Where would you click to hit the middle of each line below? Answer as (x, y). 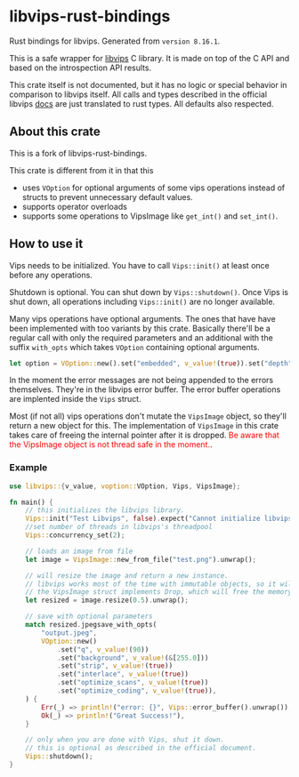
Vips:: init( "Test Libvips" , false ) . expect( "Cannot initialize (143, 519)
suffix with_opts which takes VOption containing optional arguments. (134, 347)
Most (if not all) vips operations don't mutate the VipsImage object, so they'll (148, 416)
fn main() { (31, 502)
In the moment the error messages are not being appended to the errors (141, 380)
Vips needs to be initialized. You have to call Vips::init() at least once (139, 265)
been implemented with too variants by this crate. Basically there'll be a (140, 328)
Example (28, 468)
